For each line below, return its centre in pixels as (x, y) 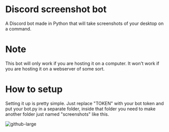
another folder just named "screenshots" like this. (57, 114)
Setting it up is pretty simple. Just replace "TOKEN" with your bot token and (84, 103)
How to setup (34, 89)
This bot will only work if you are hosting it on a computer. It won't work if (82, 63)
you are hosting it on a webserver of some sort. (55, 69)
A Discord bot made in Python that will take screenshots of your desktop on (84, 23)
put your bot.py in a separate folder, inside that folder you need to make (80, 109)
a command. (18, 28)
